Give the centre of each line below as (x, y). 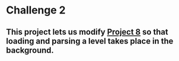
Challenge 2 (36, 10)
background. (30, 50)
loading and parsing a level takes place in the (90, 41)
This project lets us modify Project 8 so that (87, 32)
